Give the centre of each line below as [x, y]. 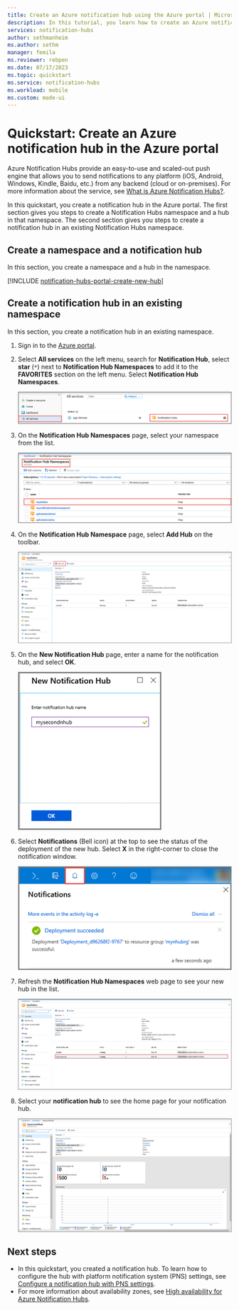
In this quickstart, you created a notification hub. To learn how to [112, 1269]
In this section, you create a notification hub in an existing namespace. [111, 332]
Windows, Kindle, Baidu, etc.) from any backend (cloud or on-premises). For [119, 184]
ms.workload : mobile [38, 90]
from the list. [36, 443]
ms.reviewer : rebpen [38, 60]
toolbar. [29, 542]
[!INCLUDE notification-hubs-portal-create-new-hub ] [85, 281]
